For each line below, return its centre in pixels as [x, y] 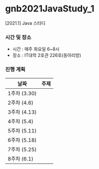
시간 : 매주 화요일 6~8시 [36, 49]
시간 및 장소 [18, 37]
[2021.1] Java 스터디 [25, 23]
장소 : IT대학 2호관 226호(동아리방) [47, 55]
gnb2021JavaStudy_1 [50, 9]
